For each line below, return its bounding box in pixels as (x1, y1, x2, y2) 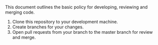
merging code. (5, 9, 35, 15)
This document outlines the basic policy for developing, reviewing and (5, 4, 148, 10)
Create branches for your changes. (12, 24, 84, 30)
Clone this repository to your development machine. (12, 19, 118, 24)
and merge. (12, 34, 36, 40)
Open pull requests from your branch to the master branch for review (12, 29, 153, 35)
